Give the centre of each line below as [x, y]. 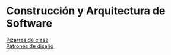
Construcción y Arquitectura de [86, 11]
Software [29, 23]
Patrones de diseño [30, 46]
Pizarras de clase [27, 40]
